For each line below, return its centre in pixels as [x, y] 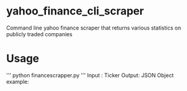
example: [17, 81]
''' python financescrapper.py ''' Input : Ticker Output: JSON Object [90, 75]
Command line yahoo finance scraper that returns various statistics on [94, 28]
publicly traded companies [39, 34]
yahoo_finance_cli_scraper [75, 11]
